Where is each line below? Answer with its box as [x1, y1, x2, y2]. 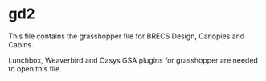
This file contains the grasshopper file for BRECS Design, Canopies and [8, 31, 245, 41]
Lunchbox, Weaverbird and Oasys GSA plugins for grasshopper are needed [8, 55, 259, 65]
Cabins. [8, 39, 34, 49]
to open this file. [8, 63, 62, 73]
